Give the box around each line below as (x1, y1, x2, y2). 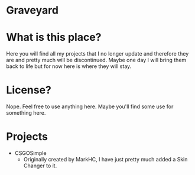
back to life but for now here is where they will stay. (6, 63, 132, 70)
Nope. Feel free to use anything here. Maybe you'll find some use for (6, 103, 174, 110)
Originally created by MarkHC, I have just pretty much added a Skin (23, 156, 188, 163)
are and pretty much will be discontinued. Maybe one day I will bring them (6, 57, 187, 64)
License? (6, 83, 52, 97)
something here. (6, 109, 46, 116)
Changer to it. (23, 162, 57, 169)
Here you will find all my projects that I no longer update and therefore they (6, 50, 189, 57)
